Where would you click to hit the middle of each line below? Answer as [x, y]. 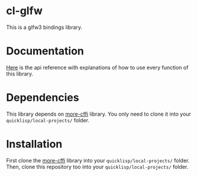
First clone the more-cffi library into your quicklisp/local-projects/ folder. [98, 160]
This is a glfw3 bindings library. [44, 27]
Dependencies [43, 98]
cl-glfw [24, 11]
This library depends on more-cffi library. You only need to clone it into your [98, 114]
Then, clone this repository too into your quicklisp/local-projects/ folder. [97, 167]
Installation [34, 144]
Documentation [45, 51]
